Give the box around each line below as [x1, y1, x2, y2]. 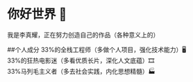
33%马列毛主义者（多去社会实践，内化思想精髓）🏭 [7, 67, 156, 75]
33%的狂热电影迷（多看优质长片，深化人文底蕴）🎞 [7, 56, 155, 65]
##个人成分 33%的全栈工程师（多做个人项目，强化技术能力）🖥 [7, 45, 186, 54]
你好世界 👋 [7, 6, 67, 22]
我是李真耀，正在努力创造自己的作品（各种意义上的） [7, 31, 160, 39]
